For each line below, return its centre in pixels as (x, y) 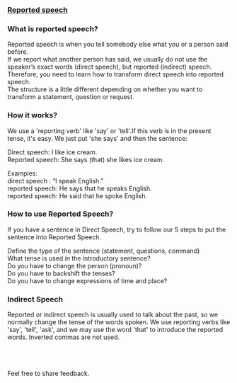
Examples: (22, 173)
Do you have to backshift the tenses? (61, 273)
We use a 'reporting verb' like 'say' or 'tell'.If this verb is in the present (109, 131)
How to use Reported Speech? (60, 214)
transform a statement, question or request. (71, 97)
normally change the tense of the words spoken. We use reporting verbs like (119, 322)
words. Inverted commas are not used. (64, 337)
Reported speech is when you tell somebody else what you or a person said (118, 45)
